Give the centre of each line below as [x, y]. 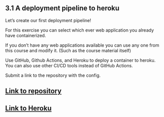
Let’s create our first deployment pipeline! [48, 20]
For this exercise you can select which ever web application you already [79, 30]
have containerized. [26, 35]
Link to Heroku [28, 108]
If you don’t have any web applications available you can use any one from [82, 45]
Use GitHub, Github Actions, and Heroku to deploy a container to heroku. [80, 60]
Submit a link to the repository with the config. [53, 75]
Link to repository [33, 91]
